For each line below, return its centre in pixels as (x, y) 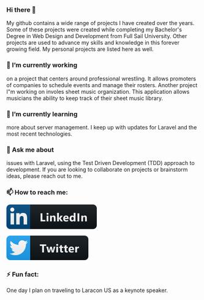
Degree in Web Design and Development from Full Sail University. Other (97, 36)
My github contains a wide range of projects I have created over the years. (100, 23)
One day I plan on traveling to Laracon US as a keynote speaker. (87, 290)
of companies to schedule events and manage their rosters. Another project (102, 85)
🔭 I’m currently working (42, 65)
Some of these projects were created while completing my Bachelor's (94, 29)
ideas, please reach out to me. (44, 176)
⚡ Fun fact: (23, 274)
